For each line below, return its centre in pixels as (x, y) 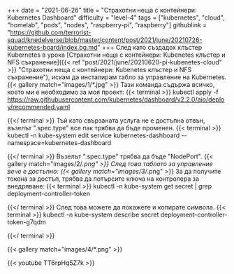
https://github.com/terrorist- (51, 32)
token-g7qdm (27, 222)
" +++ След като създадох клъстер (150, 47)
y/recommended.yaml (39, 107)
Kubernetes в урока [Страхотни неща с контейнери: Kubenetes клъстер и (116, 55)
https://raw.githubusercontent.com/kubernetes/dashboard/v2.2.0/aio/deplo (116, 100)
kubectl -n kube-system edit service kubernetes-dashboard (94, 135)
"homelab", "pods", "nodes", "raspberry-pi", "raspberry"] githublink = (107, 25)
